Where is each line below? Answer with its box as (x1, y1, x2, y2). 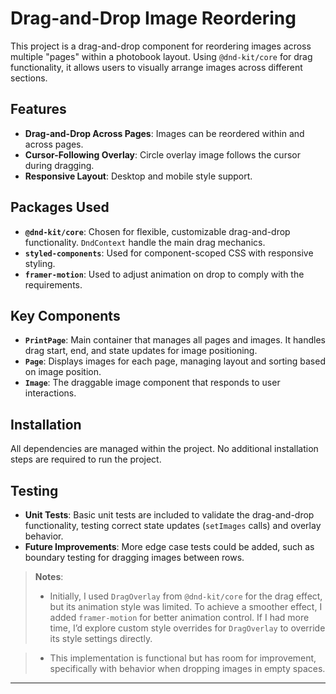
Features (10, 101, 67, 118)
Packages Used (10, 199, 110, 216)
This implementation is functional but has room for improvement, (49, 652, 317, 664)
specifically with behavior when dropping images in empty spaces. (49, 663, 326, 674)
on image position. (24, 366, 102, 378)
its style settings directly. (49, 633, 153, 644)
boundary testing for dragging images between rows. (24, 552, 245, 563)
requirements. (24, 278, 83, 291)
